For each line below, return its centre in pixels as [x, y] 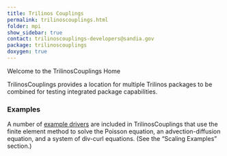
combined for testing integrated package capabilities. [82, 91]
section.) [19, 146]
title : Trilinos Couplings [45, 13]
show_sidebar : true [35, 32]
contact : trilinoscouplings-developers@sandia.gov [81, 39]
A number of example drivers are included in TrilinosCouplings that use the [112, 125]
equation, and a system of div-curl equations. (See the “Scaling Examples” [112, 139]
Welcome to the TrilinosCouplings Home [64, 71]
